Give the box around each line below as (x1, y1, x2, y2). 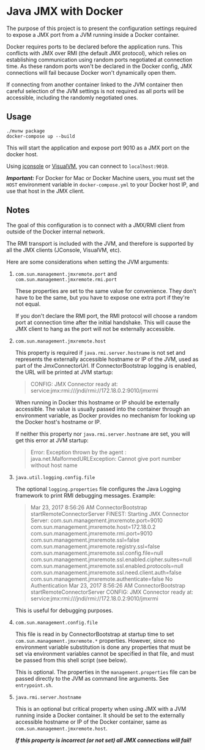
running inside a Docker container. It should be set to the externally (15, 711, 185, 719)
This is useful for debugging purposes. (15, 607, 113, 614)
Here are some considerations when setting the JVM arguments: (6, 258, 170, 265)
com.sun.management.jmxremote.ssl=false (30, 536, 140, 544)
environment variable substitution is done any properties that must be (15, 643, 191, 651)
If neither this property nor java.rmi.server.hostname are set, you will (15, 430, 190, 438)
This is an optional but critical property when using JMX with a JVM (15, 705, 187, 712)
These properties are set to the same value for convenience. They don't (15, 287, 197, 295)
